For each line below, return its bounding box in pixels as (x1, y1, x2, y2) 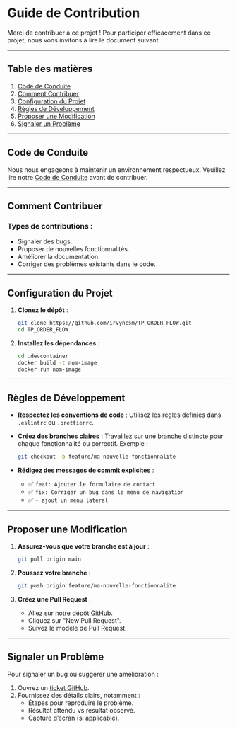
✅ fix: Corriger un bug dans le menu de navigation (28, 488, 184, 496)
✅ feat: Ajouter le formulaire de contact (28, 480, 156, 488)
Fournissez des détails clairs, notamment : (17, 691, 141, 699)
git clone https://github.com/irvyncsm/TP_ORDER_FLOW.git (17, 320, 192, 327)
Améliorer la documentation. (17, 253, 100, 261)
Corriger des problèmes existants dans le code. (17, 260, 157, 268)
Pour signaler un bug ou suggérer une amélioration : (7, 670, 159, 678)
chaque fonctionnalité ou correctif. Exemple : (17, 440, 148, 448)
